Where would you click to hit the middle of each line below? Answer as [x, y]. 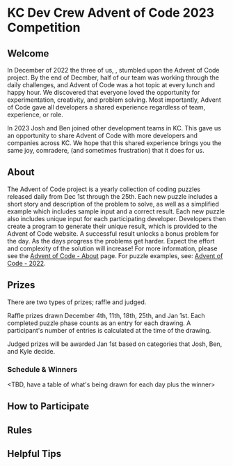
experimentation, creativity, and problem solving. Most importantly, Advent [114, 100]
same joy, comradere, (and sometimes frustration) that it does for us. [106, 150]
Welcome [28, 53]
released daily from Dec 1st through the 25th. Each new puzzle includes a [112, 196]
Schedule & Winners [42, 369]
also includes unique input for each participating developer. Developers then [117, 218]
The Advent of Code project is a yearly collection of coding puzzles [104, 189]
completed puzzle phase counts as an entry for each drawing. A [99, 323]
